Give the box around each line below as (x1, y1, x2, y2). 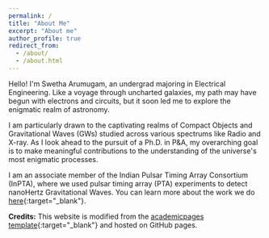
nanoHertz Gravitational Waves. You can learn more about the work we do (8, 187, 255, 197)
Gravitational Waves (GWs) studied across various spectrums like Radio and (8, 128, 261, 138)
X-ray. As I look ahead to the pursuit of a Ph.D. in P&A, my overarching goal (8, 137, 258, 147)
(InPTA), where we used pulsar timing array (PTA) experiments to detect (8, 178, 248, 188)
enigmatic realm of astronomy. (8, 104, 111, 114)
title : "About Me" (8, 19, 70, 27)
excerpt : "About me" (8, 27, 78, 35)
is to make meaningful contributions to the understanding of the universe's (8, 146, 257, 156)
